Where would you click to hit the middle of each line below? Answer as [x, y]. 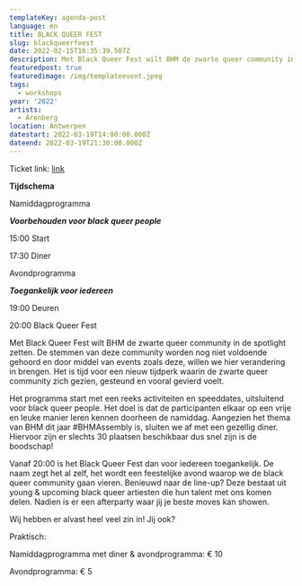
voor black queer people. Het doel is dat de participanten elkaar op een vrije [151, 408]
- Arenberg [38, 118]
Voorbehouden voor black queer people [85, 220]
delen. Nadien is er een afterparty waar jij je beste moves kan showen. [139, 502]
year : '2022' [34, 101]
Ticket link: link [37, 168]
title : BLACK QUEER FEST [56, 34]
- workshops [40, 93]
